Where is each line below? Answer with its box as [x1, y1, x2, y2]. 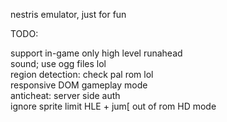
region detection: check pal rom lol [10, 69, 154, 80]
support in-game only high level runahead [10, 47, 183, 59]
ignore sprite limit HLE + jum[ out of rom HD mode [10, 100, 217, 112]
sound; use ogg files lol [10, 58, 107, 69]
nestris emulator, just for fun [10, 9, 127, 20]
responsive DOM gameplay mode [10, 79, 148, 91]
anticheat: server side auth [10, 90, 121, 101]
